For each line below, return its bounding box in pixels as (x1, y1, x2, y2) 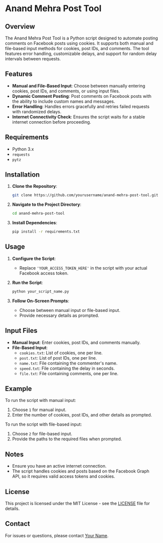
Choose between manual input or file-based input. (19, 307, 121, 313)
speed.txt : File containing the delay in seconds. (19, 365, 115, 371)
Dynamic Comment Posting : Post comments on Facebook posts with (12, 93, 152, 99)
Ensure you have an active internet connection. (12, 463, 107, 469)
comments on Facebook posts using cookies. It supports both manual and (5, 40, 154, 46)
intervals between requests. (5, 56, 61, 61)
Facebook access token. (19, 270, 69, 276)
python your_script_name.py (12, 289, 69, 294)
